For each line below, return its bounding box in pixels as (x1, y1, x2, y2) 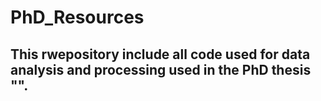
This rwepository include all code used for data (10, 46, 311, 63)
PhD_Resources (10, 6, 145, 29)
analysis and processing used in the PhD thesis (10, 61, 312, 78)
